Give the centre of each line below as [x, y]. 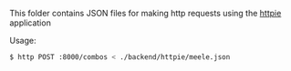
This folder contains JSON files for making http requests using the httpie [145, 13]
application [31, 23]
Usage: [23, 41]
